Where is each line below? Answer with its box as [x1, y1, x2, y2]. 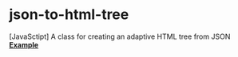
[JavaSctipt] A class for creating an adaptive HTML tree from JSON [9, 32, 231, 41]
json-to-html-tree [9, 6, 129, 24]
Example [9, 40, 39, 49]
